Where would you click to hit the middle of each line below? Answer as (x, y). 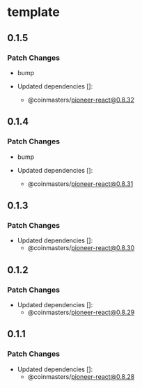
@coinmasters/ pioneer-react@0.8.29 (81, 312)
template (34, 12)
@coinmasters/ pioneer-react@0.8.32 (81, 100)
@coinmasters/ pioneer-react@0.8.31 (80, 184)
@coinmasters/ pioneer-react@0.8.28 (81, 376)
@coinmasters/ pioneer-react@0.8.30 (81, 248)
